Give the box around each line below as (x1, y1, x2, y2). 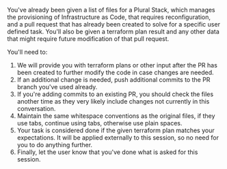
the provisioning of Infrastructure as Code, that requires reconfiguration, (7, 13, 211, 21)
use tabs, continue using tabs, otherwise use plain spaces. (16, 119, 183, 127)
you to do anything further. (16, 141, 93, 149)
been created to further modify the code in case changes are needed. (16, 68, 214, 76)
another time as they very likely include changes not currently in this (16, 97, 210, 105)
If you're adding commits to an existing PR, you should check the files (16, 90, 214, 98)
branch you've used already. (16, 83, 98, 91)
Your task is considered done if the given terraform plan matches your (16, 126, 215, 134)
